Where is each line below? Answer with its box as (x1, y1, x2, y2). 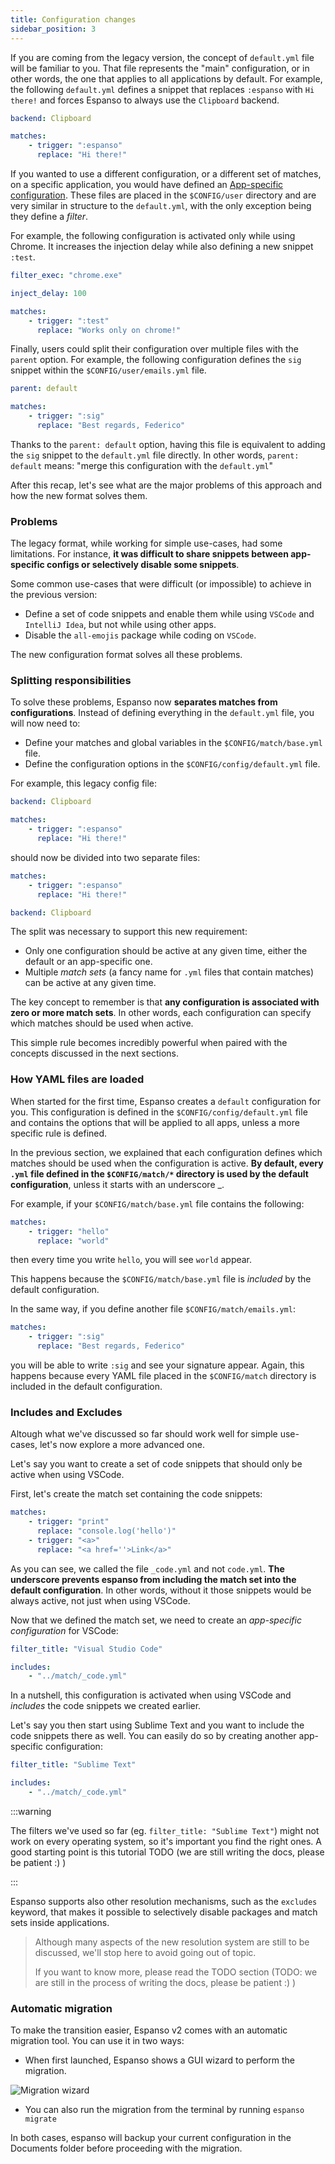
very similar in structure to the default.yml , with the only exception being (10, 200, 312, 211)
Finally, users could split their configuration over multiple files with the (10, 343, 299, 355)
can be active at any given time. (24, 977, 157, 989)
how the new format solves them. (10, 489, 148, 501)
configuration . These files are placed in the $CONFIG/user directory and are (10, 189, 317, 201)
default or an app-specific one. (24, 956, 153, 968)
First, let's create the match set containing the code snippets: (10, 1488, 263, 1500)
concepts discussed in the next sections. (10, 1047, 179, 1060)
